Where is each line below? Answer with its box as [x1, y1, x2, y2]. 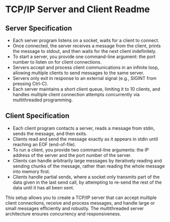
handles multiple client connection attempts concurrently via [12, 92, 140, 97]
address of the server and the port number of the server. [12, 152, 132, 158]
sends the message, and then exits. [12, 130, 88, 136]
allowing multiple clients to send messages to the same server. [12, 70, 145, 76]
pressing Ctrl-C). [12, 80, 48, 87]
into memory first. [12, 168, 50, 174]
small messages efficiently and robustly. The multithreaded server [5, 205, 144, 211]
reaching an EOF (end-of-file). [12, 141, 76, 147]
